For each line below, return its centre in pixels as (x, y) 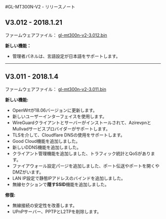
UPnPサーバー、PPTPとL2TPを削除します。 (57, 212)
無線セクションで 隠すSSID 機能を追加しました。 (61, 184)
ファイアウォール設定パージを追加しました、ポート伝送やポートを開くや (86, 166)
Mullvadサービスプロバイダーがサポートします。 (61, 129)
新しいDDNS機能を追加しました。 (47, 147)
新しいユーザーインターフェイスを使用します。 (60, 116)
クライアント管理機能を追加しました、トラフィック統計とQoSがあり (82, 153)
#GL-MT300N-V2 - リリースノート (40, 7)
